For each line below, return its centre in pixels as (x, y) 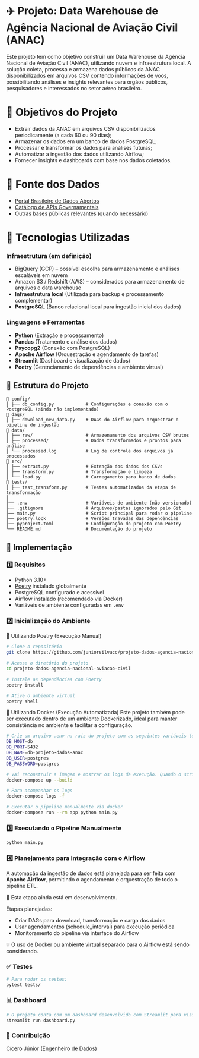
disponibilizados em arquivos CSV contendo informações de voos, (87, 75)
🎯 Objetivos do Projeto (62, 112)
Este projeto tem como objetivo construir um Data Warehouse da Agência (96, 56)
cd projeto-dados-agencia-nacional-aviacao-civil (69, 669)
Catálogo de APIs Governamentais (57, 207)
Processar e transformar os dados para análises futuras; (84, 147)
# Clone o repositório (34, 647)
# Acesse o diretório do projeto (47, 663)
